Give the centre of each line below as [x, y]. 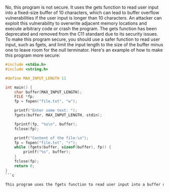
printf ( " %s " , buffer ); [47, 152]
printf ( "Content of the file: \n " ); [52, 138]
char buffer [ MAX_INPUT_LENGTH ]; [48, 92]
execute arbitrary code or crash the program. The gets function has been [81, 29]
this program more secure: [33, 55]
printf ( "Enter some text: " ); [46, 111]
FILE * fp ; [25, 97]
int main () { [19, 87]
